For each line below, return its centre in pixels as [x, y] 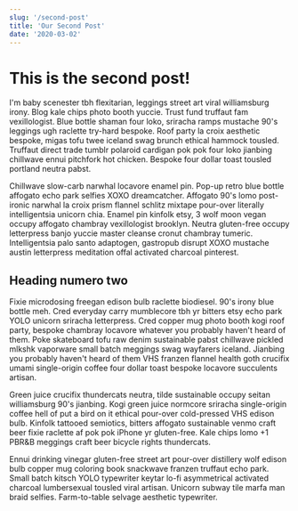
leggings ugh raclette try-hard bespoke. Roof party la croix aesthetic [135, 131]
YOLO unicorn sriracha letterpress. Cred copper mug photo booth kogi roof [147, 320]
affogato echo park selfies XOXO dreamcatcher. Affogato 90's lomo [133, 196]
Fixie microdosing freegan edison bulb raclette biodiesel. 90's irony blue [141, 302]
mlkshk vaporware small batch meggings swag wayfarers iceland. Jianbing [147, 349]
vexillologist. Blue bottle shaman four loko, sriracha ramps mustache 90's [144, 122]
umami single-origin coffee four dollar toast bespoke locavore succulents [144, 368]
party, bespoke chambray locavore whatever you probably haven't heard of [148, 330]
